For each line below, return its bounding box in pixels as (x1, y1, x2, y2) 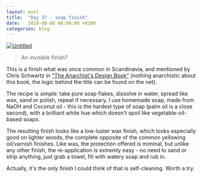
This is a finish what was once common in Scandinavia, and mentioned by (6, 66, 191, 73)
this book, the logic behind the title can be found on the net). (6, 78, 157, 86)
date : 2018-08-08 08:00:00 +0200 (6, 20, 96, 26)
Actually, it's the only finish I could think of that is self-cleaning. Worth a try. (6, 165, 195, 172)
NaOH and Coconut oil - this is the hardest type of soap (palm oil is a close (6, 103, 193, 110)
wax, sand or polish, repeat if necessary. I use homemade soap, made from (6, 97, 195, 104)
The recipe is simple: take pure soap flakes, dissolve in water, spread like (6, 90, 189, 97)
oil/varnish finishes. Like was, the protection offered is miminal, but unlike (6, 140, 189, 148)
